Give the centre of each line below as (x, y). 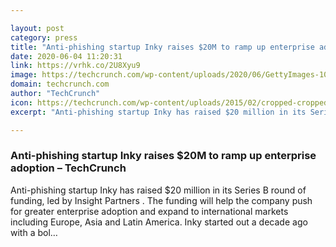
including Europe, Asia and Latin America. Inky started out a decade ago (159, 222)
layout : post (37, 28)
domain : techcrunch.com (60, 84)
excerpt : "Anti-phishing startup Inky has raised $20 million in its (158, 112)
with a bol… (34, 232)
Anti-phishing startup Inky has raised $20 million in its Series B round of (158, 190)
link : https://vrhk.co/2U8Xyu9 (75, 66)
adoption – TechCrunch (68, 168)
